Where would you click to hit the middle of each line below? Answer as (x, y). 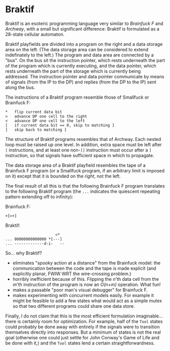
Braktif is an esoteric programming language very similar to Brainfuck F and (84, 23)
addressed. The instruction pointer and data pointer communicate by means (85, 76)
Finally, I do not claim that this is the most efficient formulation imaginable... (84, 316)
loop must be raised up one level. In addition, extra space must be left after (84, 144)
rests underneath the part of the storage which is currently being (73, 71)
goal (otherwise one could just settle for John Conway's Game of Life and (82, 337)
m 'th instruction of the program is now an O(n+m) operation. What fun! (87, 284)
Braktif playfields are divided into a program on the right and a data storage (84, 44)
